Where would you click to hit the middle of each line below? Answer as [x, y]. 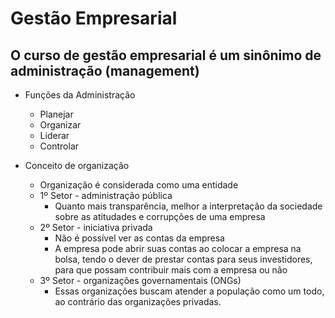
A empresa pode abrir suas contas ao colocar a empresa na [178, 248]
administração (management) [105, 70]
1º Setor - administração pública [106, 195]
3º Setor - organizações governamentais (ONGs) [140, 280]
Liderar [54, 135]
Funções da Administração [80, 95]
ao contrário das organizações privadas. [138, 301]
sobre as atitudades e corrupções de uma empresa [160, 216]
